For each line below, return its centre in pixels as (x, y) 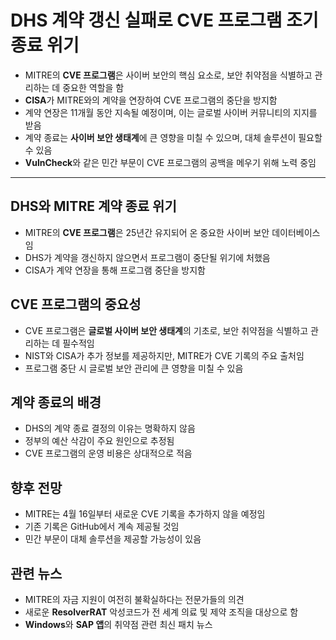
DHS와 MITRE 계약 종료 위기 (93, 206)
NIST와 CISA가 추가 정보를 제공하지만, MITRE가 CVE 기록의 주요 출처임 (164, 355)
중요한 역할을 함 (93, 87)
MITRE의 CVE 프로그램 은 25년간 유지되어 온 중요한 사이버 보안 (147, 232)
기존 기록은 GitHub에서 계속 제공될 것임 (102, 527)
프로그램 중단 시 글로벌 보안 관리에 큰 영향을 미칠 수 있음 (134, 368)
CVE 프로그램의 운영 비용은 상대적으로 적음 (108, 453)
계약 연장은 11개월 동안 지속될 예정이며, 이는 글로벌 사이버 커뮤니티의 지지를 (171, 112)
